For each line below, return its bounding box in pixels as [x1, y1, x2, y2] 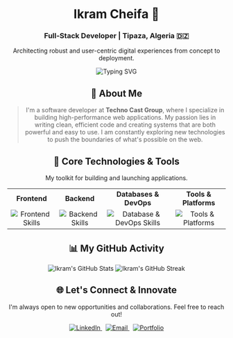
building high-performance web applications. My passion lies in [34, 114, 216, 122]
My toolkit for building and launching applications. [44, 174, 189, 182]
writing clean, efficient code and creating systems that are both [34, 121, 216, 129]
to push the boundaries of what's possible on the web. [47, 135, 203, 144]
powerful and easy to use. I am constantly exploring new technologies [25, 128, 225, 136]
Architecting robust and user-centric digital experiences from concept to [12, 46, 221, 55]
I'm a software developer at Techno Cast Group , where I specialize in [26, 106, 225, 114]
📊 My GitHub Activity [69, 242, 164, 254]
